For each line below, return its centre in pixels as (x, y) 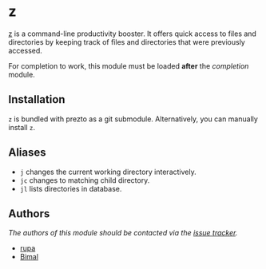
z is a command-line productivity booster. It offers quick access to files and (133, 34)
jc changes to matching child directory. (85, 180)
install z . (22, 127)
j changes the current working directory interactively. (108, 172)
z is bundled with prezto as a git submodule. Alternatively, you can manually (133, 119)
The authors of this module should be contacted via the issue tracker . (123, 233)
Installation (37, 99)
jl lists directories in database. (71, 188)
